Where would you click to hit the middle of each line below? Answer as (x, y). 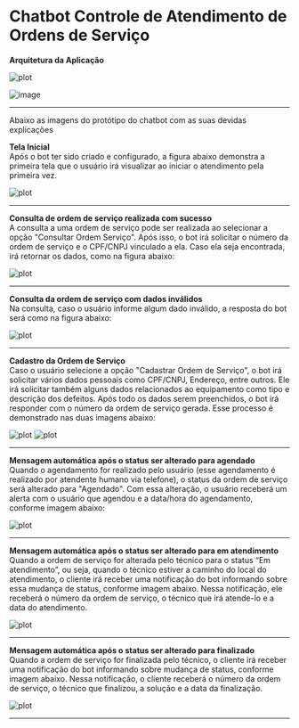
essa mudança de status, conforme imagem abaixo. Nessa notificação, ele (146, 588)
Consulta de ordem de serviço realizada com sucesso (110, 218)
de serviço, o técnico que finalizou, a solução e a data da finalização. (136, 688)
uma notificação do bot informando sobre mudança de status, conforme (141, 669)
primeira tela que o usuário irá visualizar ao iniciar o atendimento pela (137, 166)
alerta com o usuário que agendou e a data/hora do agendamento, (131, 498)
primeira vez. (33, 175)
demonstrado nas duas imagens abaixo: (82, 417)
